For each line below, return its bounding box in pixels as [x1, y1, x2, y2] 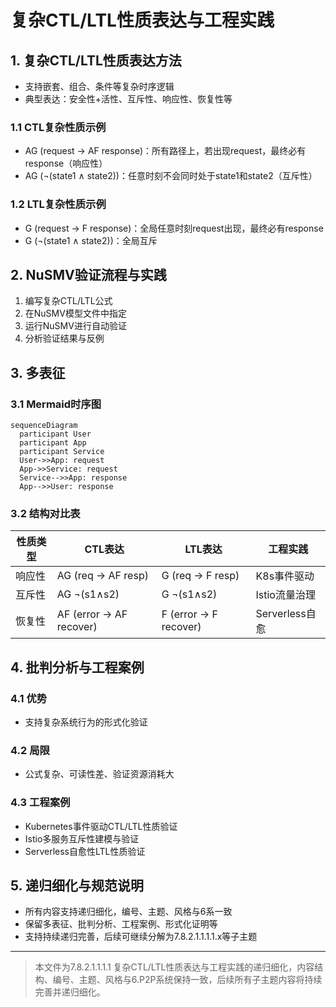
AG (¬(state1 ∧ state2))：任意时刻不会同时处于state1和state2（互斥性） [24, 170, 318, 182]
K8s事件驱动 [255, 569, 315, 583]
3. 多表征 [10, 364, 66, 381]
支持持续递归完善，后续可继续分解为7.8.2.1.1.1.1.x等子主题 [24, 931, 258, 943]
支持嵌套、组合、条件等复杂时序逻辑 [24, 81, 175, 92]
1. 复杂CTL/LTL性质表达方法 [10, 52, 182, 69]
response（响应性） [24, 157, 108, 170]
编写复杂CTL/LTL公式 [24, 295, 113, 307]
